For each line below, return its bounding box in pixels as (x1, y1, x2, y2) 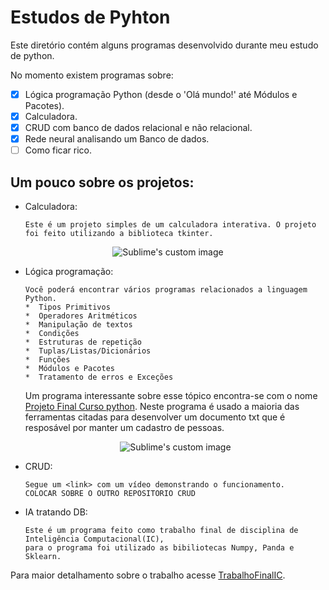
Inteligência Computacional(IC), (24, 534, 165, 545)
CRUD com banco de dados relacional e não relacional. (24, 122, 253, 134)
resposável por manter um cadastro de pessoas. (24, 422, 225, 434)
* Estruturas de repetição (24, 337, 142, 348)
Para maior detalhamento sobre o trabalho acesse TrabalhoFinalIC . (10, 569, 286, 581)
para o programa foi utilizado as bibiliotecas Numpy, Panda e (24, 543, 295, 553)
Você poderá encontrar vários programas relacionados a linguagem (24, 285, 308, 295)
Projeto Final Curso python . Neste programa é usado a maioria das (24, 401, 300, 413)
